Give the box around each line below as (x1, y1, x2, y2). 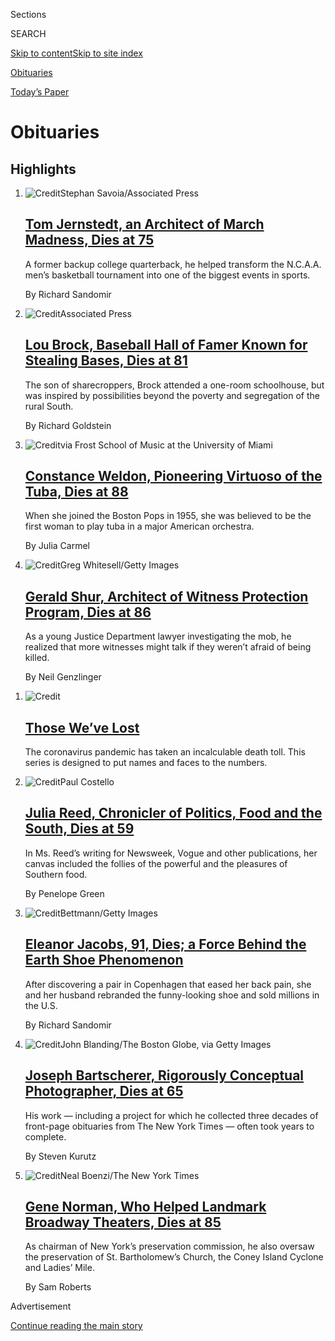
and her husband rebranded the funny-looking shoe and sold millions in (24, 989, 320, 1001)
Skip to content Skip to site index (10, 47, 143, 59)
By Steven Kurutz (24, 1150, 97, 1162)
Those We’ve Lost (24, 719, 140, 736)
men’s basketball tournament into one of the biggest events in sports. (24, 269, 311, 281)
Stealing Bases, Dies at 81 (24, 352, 188, 369)
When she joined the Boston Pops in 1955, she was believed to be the (24, 510, 312, 522)
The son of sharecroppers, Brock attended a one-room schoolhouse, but (24, 379, 325, 391)
